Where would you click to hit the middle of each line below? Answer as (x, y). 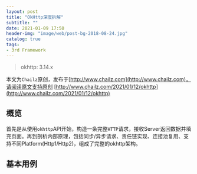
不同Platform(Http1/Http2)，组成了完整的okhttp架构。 (76, 143)
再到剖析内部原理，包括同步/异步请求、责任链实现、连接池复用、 (105, 136)
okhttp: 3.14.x (37, 67)
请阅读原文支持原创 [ (31, 86)
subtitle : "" (22, 22)
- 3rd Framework (26, 50)
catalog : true (24, 39)
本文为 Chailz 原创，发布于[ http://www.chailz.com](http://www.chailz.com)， (99, 79)
